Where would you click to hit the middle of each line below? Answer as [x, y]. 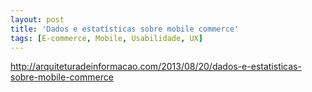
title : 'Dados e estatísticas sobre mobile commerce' [125, 29]
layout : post [37, 19]
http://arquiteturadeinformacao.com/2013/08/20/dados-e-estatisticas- [156, 67]
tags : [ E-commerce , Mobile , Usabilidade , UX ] [106, 38]
